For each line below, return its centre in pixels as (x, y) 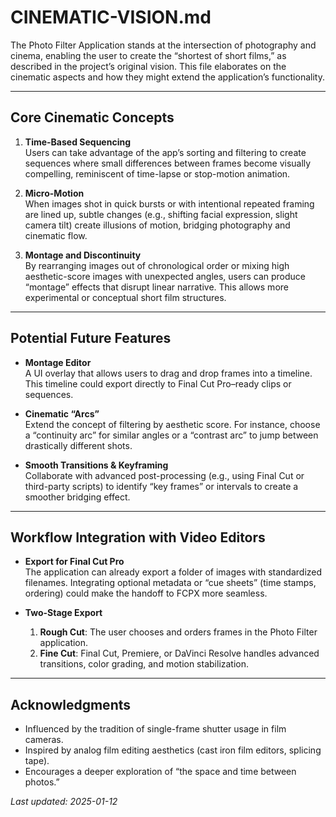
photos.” (42, 782)
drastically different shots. (78, 445)
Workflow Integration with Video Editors (138, 537)
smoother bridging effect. (77, 497)
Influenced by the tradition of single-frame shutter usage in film (155, 729)
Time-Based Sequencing (78, 142)
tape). (37, 761)
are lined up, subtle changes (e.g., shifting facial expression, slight (161, 214)
